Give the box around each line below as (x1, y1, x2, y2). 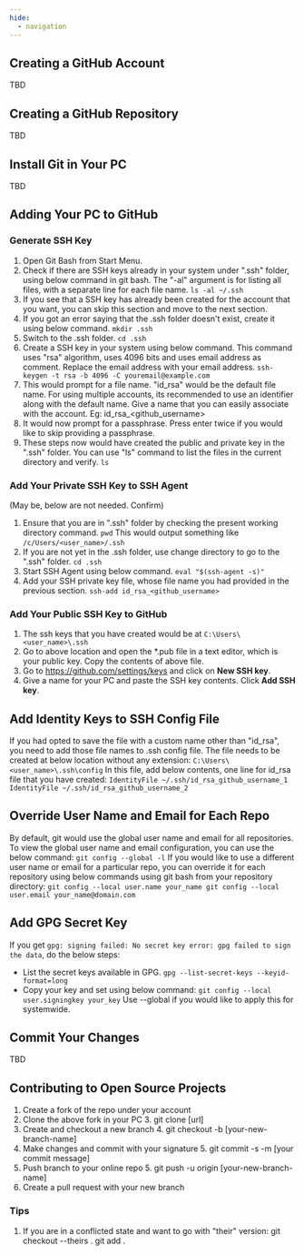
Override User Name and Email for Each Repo (9, 808, 270, 824)
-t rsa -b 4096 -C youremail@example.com (51, 370, 211, 380)
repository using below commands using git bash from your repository (9, 871, 273, 882)
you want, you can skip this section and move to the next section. (22, 303, 268, 314)
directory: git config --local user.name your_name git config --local (9, 880, 279, 892)
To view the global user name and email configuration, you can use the (9, 842, 275, 853)
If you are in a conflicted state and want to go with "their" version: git (22, 1225, 281, 1236)
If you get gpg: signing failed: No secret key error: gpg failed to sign (9, 939, 291, 950)
